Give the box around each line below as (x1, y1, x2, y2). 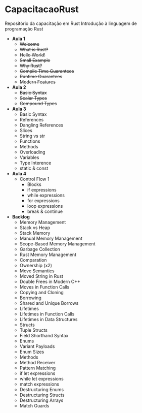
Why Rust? (19, 62, 42, 69)
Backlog (12, 213, 30, 219)
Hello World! (19, 52, 46, 58)
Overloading (19, 149, 46, 155)
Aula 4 (12, 170, 26, 176)
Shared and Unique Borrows (19, 300, 79, 306)
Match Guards (19, 402, 50, 408)
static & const (19, 165, 49, 171)
